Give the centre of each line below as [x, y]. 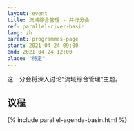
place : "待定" [27, 59]
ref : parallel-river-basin [46, 26]
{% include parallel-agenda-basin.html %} [67, 120]
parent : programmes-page [43, 39]
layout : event [28, 13]
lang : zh [20, 33]
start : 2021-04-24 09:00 [43, 46]
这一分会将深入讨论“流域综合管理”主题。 [65, 79]
